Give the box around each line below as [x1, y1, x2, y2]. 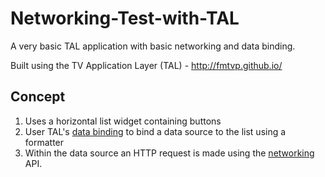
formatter [24, 136, 65, 148]
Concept [10, 88, 66, 106]
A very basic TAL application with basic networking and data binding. [10, 40, 296, 52]
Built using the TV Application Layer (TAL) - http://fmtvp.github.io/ [10, 59, 283, 71]
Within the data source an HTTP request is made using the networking [24, 147, 315, 159]
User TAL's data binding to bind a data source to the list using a [24, 125, 287, 137]
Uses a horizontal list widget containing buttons [24, 115, 222, 127]
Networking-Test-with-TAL [10, 7, 240, 30]
